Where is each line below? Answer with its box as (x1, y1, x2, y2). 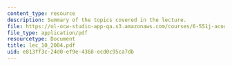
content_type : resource (7, 10, 76, 17)
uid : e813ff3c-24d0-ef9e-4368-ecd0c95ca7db (7, 49, 135, 56)
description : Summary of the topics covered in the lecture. (7, 16, 187, 23)
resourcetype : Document (7, 36, 76, 43)
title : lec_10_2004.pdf (7, 42, 76, 49)
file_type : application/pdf (7, 29, 88, 36)
